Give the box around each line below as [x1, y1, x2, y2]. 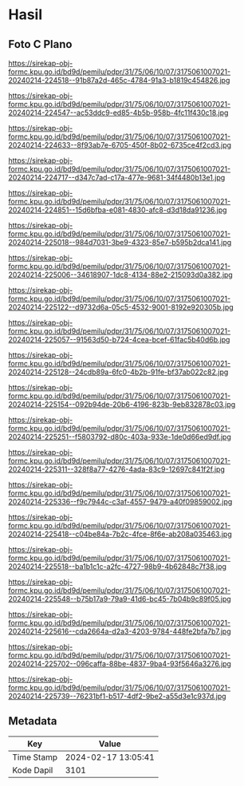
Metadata [8, 714, 57, 728]
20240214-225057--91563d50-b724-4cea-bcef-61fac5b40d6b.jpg [8, 335, 230, 344]
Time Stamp [12, 752, 58, 763]
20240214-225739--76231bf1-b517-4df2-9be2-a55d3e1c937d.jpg [8, 692, 226, 701]
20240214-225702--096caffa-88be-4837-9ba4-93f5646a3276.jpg [8, 659, 231, 668]
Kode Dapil [12, 764, 53, 776]
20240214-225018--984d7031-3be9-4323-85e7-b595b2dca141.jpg [8, 238, 232, 247]
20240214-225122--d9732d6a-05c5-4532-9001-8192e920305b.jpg [8, 302, 234, 312]
